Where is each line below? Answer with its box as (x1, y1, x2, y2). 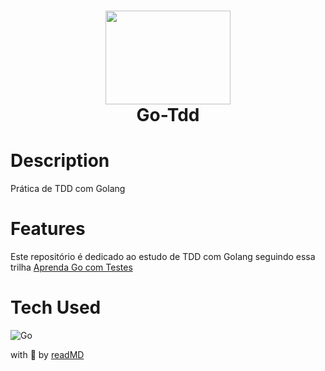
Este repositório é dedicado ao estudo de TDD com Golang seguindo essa (10, 251, 316, 263)
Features (10, 218, 86, 240)
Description (10, 150, 110, 172)
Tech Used (10, 296, 102, 319)
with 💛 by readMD (10, 349, 85, 360)
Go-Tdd (136, 104, 200, 127)
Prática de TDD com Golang (10, 183, 126, 195)
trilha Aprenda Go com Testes (10, 261, 133, 274)
